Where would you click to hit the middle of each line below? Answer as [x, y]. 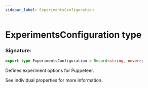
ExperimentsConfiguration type [73, 34]
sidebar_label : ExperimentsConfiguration [50, 10]
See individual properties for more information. [54, 80]
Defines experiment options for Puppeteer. [50, 70]
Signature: [18, 50]
